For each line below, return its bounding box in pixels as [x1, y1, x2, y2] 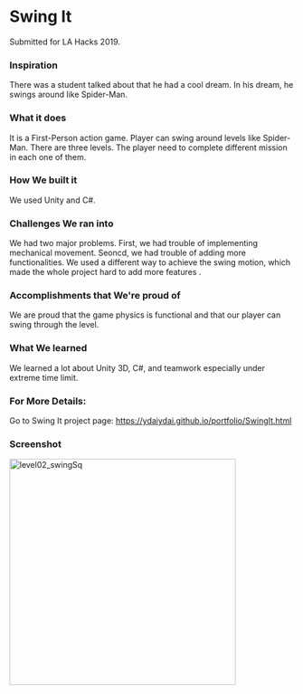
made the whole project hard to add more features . [9, 267, 202, 278]
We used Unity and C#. [9, 195, 97, 205]
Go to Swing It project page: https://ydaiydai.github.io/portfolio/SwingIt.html [9, 415, 292, 426]
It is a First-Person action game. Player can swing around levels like [9, 132, 261, 143]
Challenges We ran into [9, 217, 114, 230]
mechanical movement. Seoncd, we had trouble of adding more [9, 247, 247, 259]
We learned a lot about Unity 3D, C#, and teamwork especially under [9, 362, 265, 373]
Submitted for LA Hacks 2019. [9, 36, 120, 47]
